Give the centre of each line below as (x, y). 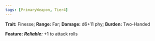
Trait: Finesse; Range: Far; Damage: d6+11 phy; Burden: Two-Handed (78, 24)
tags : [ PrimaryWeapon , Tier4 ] (37, 10)
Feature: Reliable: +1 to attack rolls (41, 33)
